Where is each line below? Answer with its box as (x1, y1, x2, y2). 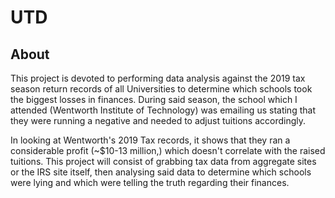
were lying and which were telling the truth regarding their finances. (10, 177, 290, 188)
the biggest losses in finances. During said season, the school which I (10, 94, 298, 105)
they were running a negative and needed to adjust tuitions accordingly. (10, 115, 307, 126)
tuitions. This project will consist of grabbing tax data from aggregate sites (10, 156, 317, 167)
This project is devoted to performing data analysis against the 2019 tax (10, 72, 306, 84)
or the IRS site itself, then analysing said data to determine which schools (10, 166, 312, 178)
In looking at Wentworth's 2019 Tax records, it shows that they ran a (10, 134, 291, 146)
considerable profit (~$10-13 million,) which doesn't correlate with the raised (10, 145, 326, 156)
